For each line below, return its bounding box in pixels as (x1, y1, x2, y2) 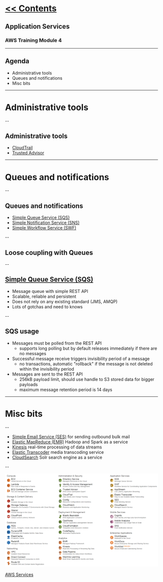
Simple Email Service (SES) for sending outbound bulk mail (12, 433, 130, 440)
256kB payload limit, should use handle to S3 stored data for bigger (19, 376, 155, 382)
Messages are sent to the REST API (12, 371, 83, 377)
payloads (19, 381, 38, 387)
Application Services (5, 22, 70, 31)
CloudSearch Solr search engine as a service (12, 454, 103, 460)
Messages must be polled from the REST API (12, 340, 102, 346)
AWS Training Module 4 (5, 37, 62, 44)
